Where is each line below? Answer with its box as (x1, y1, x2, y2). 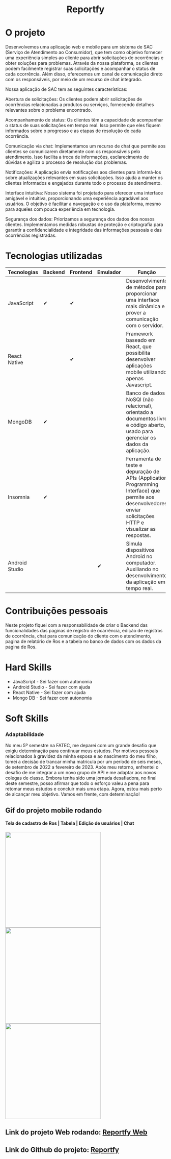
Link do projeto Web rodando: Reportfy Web (5, 1128, 148, 1137)
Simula (126, 540, 142, 547)
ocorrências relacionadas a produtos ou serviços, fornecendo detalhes (5, 102, 154, 108)
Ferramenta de (126, 455, 161, 462)
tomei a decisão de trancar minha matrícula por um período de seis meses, (5, 759, 162, 765)
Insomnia (8, 494, 30, 501)
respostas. (126, 532, 151, 539)
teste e (126, 462, 142, 469)
